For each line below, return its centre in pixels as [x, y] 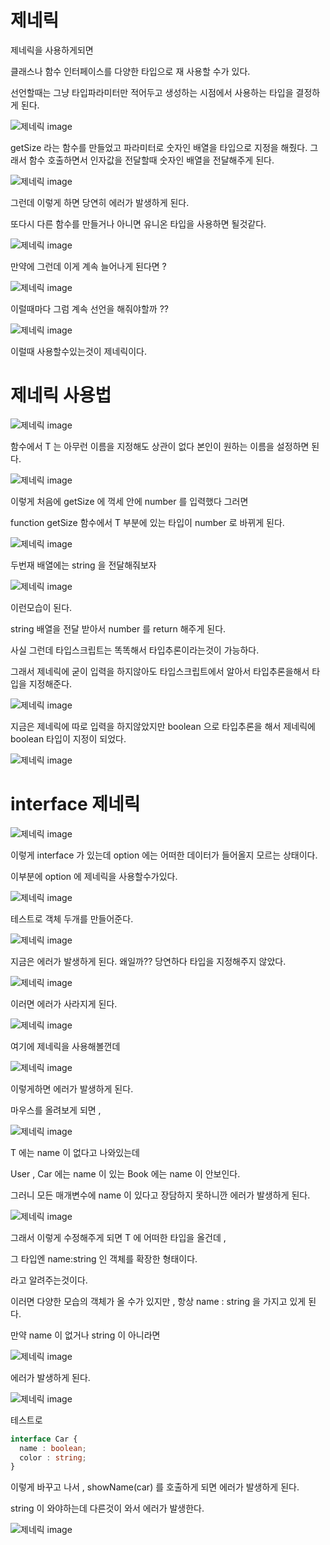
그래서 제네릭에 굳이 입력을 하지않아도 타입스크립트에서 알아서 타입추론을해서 [160, 671]
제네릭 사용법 [61, 395]
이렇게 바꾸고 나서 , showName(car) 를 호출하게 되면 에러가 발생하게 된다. [155, 1487]
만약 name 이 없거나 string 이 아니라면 [85, 1335]
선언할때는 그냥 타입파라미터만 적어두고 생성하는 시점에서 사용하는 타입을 [152, 92]
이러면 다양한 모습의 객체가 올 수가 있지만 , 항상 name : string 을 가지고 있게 [158, 1301]
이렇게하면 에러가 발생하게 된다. [72, 1088]
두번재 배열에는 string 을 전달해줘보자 [83, 565]
